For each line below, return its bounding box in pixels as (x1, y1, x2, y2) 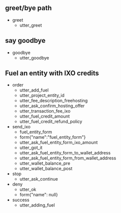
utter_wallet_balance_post (19, 166, 73, 172)
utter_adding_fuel (19, 202, 55, 208)
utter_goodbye (19, 55, 49, 61)
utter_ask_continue (19, 176, 58, 182)
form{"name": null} (19, 192, 58, 198)
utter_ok (19, 186, 36, 192)
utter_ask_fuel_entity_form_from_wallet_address (19, 155, 117, 161)
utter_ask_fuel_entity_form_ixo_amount (19, 140, 98, 146)
